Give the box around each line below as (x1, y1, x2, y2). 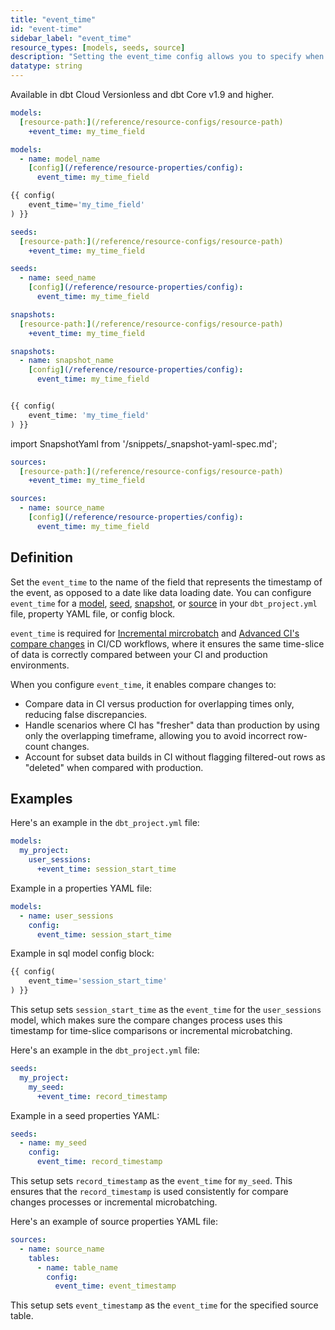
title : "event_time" (10, 14, 97, 25)
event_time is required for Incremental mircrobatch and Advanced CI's (10, 627, 300, 639)
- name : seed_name (19, 273, 97, 283)
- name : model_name (19, 154, 101, 164)
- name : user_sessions (19, 911, 114, 921)
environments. (10, 659, 70, 671)
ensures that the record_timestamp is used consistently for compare (10, 1186, 289, 1197)
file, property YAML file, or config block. (10, 607, 176, 620)
